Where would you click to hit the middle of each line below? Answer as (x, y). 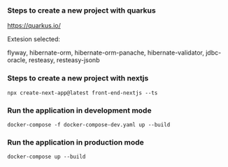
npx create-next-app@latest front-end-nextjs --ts (83, 93)
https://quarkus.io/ (34, 26)
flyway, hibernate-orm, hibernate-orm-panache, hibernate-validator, (106, 53)
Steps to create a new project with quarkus (81, 10)
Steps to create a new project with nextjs (78, 78)
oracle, (17, 60)
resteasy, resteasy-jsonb (64, 60)
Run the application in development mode (79, 110)
